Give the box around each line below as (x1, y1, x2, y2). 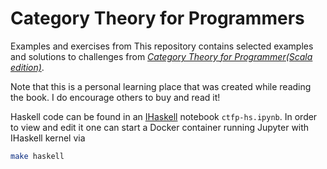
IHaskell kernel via (10, 132, 86, 144)
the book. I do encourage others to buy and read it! (10, 91, 221, 103)
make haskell (10, 151, 65, 161)
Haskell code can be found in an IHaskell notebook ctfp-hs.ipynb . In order (10, 110, 318, 122)
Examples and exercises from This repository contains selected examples (10, 40, 314, 52)
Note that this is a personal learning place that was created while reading (10, 80, 312, 92)
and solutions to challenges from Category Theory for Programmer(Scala (10, 50, 313, 62)
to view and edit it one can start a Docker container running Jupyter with (10, 121, 310, 133)
